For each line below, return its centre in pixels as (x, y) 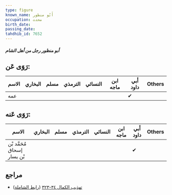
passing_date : (20, 29)
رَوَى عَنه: (18, 114)
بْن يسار (16, 157)
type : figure (19, 10)
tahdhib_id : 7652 (24, 34)
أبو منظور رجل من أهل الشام (33, 50)
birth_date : (18, 24)
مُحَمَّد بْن (17, 144)
